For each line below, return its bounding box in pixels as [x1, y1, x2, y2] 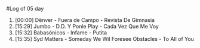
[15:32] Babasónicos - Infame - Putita [14, 29, 107, 36]
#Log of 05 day [6, 5, 44, 12]
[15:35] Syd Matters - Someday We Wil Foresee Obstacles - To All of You [14, 36, 194, 42]
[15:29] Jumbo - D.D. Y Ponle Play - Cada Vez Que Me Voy [14, 23, 159, 30]
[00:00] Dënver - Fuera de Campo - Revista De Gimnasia [14, 17, 155, 23]
